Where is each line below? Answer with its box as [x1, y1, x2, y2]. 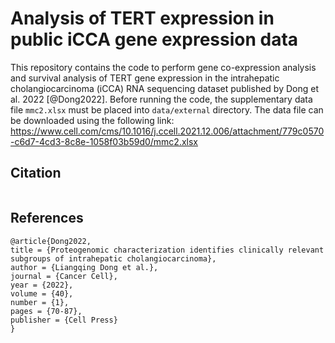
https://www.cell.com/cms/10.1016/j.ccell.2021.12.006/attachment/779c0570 [10, 125, 325, 137]
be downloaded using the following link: [10, 114, 175, 126]
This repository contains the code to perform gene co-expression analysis [10, 61, 317, 73]
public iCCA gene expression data [10, 28, 299, 51]
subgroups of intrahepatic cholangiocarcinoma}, [10, 253, 217, 264]
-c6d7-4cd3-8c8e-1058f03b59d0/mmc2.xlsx [10, 135, 199, 147]
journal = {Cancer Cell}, [10, 271, 118, 281]
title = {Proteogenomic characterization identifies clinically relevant [10, 245, 325, 255]
